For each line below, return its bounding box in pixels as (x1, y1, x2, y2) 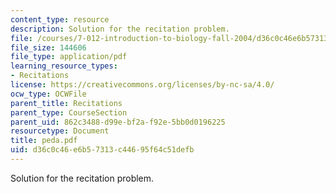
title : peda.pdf (10, 136, 78, 146)
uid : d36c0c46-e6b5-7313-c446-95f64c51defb (10, 145, 195, 155)
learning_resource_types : (10, 61, 118, 71)
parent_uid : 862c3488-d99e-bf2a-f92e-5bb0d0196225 (10, 117, 226, 127)
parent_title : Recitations (10, 98, 123, 108)
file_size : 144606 (10, 42, 87, 53)
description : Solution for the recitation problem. (10, 24, 230, 34)
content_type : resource (10, 14, 110, 25)
